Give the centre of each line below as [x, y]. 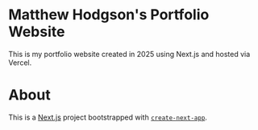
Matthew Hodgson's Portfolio [109, 15]
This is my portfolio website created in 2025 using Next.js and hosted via [129, 54]
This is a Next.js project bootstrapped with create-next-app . [108, 117]
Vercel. [20, 63]
